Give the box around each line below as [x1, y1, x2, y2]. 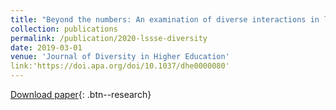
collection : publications [10, 24, 118, 34]
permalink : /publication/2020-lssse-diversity [10, 33, 208, 43]
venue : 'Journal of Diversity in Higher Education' [10, 52, 230, 62]
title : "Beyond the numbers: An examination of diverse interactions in [10, 14, 320, 25]
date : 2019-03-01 [10, 42, 83, 53]
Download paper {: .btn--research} [10, 89, 152, 100]
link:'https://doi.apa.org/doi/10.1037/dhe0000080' [10, 61, 230, 71]
